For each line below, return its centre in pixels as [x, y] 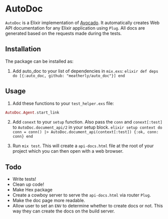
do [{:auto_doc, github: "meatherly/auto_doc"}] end [69, 76]
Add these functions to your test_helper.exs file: [63, 103]
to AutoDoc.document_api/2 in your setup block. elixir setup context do [87, 127]
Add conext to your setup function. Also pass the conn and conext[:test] [88, 122]
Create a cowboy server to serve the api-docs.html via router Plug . [82, 195]
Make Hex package [32, 190]
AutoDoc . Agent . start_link [32, 113]
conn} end [23, 137]
